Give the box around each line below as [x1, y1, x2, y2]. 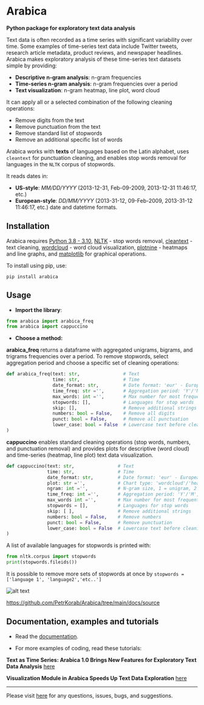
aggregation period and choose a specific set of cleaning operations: [6, 359, 179, 367]
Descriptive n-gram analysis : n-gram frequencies [15, 73, 141, 81]
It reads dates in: [6, 172, 49, 180]
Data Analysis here [6, 662, 55, 670]
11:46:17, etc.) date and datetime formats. [15, 203, 118, 211]
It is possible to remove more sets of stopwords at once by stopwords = [6, 570, 185, 577]
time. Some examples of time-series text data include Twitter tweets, [6, 43, 178, 50]
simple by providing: [6, 62, 58, 69]
